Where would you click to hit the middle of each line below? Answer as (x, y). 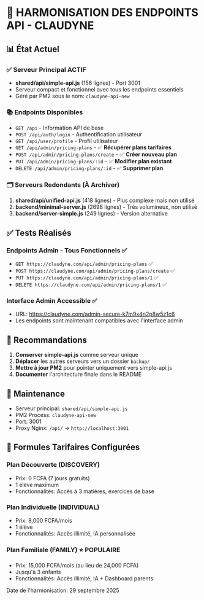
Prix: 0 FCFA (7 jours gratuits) (52, 478)
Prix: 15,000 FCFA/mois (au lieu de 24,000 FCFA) (77, 566)
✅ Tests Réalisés (39, 233)
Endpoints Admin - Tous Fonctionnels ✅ (67, 250)
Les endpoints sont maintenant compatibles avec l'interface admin (99, 321)
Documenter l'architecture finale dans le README (78, 375)
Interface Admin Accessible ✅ (52, 301)
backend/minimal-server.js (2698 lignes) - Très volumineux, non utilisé (106, 207)
